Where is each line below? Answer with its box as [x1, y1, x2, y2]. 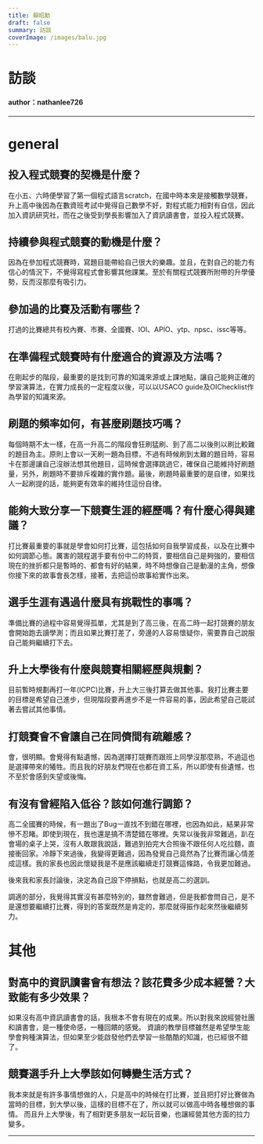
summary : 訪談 [8, 26, 52, 34]
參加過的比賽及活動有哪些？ [8, 302, 142, 316]
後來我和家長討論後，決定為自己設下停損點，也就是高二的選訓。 [8, 875, 214, 884]
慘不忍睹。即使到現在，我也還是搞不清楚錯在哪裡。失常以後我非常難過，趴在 [8, 829, 255, 839]
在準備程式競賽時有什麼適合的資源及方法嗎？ [8, 350, 225, 364]
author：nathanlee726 [8, 97, 84, 107]
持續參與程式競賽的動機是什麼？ [8, 236, 163, 249]
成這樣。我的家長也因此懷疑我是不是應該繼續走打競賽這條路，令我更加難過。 [8, 858, 255, 868]
